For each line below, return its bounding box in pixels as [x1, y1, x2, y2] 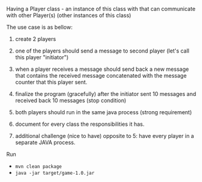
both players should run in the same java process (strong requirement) [15, 109, 192, 115]
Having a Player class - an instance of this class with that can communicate [6, 5, 196, 12]
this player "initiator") [15, 54, 69, 60]
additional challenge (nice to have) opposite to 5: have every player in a [15, 133, 195, 139]
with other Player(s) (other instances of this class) [6, 12, 131, 19]
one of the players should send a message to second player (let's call [15, 47, 190, 54]
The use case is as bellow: [6, 24, 73, 31]
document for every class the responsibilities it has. [15, 120, 145, 128]
